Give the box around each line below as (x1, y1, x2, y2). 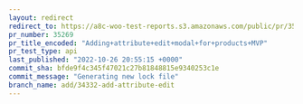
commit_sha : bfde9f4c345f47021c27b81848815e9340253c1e (8, 64, 220, 73)
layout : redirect (8, 13, 74, 23)
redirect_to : (8, 22, 58, 31)
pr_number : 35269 (8, 30, 74, 39)
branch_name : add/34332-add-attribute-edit (8, 80, 175, 90)
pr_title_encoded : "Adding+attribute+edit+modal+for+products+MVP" (8, 38, 269, 48)
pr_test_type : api (8, 47, 78, 56)
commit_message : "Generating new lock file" (8, 72, 179, 81)
